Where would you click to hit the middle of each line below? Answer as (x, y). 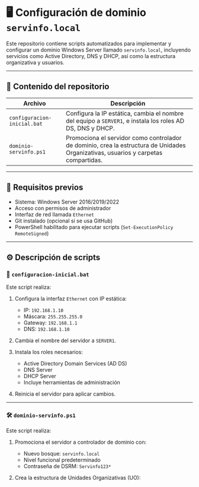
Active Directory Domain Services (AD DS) (75, 364)
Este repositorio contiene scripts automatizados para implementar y (89, 43)
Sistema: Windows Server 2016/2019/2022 (67, 202)
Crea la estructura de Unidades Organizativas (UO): (78, 478)
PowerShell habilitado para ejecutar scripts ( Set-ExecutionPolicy (94, 227)
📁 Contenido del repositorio (58, 87)
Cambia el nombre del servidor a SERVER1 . (65, 340)
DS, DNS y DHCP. (90, 128)
